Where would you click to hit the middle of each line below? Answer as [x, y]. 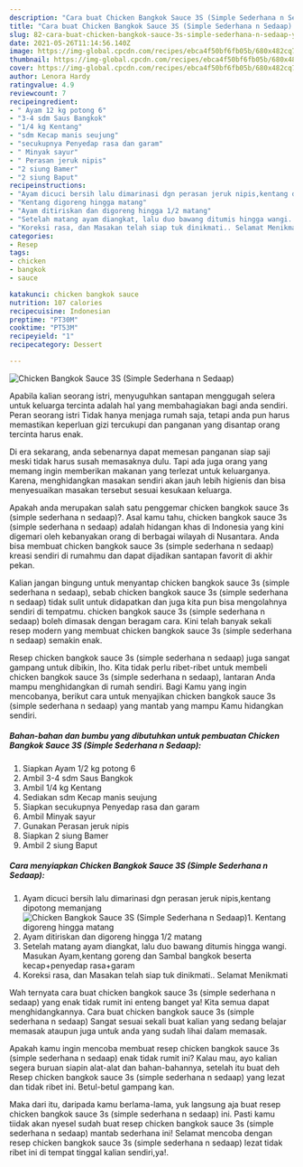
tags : [19, 253]
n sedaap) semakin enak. [56, 640]
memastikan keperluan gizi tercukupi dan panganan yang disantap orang [145, 425]
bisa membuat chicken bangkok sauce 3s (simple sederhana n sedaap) [142, 546]
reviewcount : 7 [38, 93]
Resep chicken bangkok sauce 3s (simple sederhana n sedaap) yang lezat [147, 1077]
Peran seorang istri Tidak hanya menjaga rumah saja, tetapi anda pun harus [150, 415]
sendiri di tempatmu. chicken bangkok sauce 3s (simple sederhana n [138, 612]
